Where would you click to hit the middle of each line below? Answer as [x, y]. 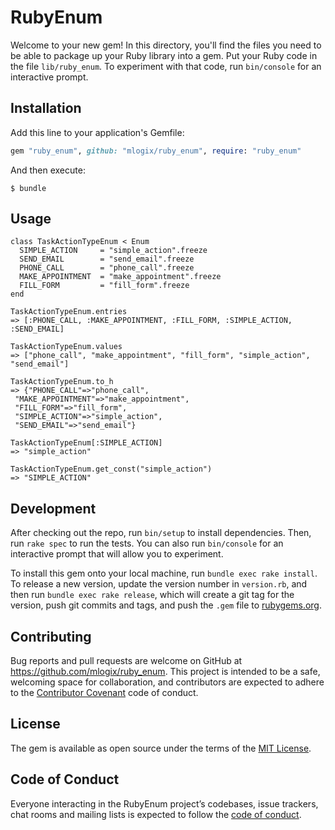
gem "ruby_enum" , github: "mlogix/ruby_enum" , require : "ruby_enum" [156, 151]
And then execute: [48, 170]
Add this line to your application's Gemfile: [97, 132]
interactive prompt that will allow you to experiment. [117, 554]
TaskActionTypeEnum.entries [69, 312]
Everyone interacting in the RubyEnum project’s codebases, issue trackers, [164, 803]
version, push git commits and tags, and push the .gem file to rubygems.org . [166, 605]
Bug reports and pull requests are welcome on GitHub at [126, 661]
